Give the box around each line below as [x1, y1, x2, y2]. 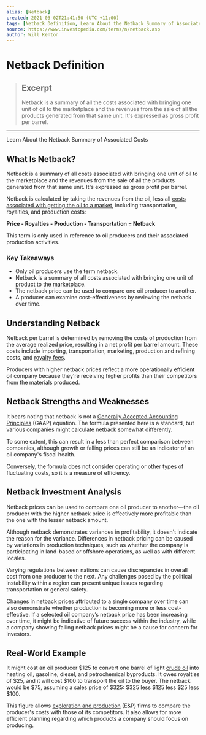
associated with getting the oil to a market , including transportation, [6, 201, 177, 209]
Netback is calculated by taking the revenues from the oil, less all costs [6, 194, 186, 202]
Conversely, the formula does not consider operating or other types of [6, 463, 184, 470]
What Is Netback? [6, 154, 76, 164]
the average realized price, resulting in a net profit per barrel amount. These [6, 341, 198, 348]
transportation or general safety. [6, 585, 88, 593]
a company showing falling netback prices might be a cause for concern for [6, 623, 198, 631]
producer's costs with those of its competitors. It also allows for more [6, 709, 182, 716]
